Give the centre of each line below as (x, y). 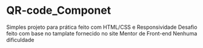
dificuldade (20, 40)
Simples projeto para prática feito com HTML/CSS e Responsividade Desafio (102, 27)
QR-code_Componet (59, 10)
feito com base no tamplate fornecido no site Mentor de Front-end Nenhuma (102, 33)
